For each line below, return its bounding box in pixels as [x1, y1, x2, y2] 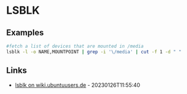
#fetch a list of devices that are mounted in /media [6, 43, 144, 49]
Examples [6, 28, 44, 38]
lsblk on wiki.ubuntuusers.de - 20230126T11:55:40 [14, 81, 140, 89]
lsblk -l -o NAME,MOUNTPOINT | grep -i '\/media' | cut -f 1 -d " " [6, 48, 182, 54]
